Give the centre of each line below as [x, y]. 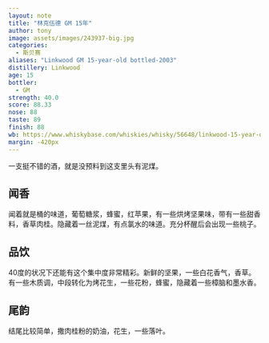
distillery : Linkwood [44, 68]
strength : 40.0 [34, 98]
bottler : [23, 82]
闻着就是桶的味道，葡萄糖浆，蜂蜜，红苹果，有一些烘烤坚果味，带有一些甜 [131, 214]
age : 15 [21, 75]
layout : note [30, 16]
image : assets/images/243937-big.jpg [71, 38]
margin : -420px [34, 142]
